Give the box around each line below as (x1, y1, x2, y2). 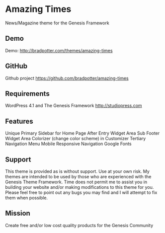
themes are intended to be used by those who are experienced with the (5, 174, 152, 179)
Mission (5, 209, 31, 218)
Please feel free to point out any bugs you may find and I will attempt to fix (5, 190, 158, 195)
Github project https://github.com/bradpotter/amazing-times (5, 75, 129, 81)
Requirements (5, 89, 50, 98)
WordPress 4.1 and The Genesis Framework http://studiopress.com (5, 103, 143, 109)
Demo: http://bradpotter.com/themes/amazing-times (5, 47, 113, 53)
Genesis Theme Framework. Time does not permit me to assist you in (5, 179, 148, 185)
